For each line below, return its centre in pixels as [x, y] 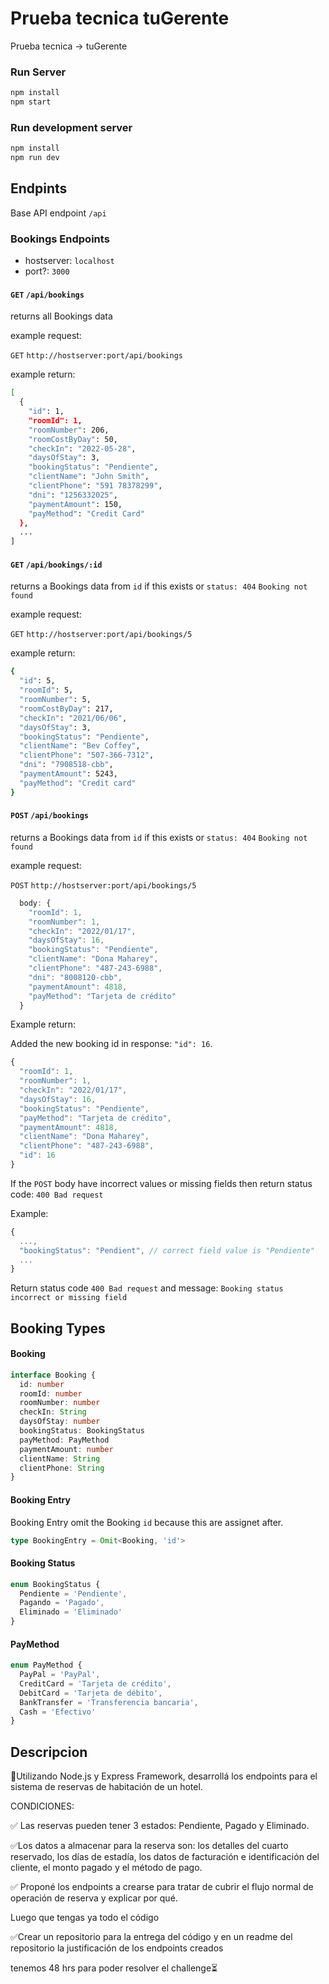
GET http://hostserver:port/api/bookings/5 [101, 635]
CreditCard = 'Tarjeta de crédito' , [95, 1683]
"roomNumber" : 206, [69, 430]
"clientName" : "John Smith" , [89, 477]
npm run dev [35, 158]
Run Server [38, 72]
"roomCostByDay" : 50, [73, 439]
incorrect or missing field [69, 1298]
